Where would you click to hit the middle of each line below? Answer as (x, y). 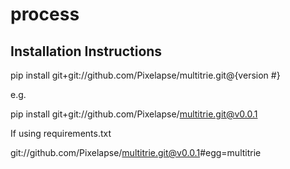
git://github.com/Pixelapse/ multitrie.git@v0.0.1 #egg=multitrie (136, 152)
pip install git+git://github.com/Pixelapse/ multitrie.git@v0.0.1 (134, 114)
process (45, 14)
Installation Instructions (86, 51)
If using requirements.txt (61, 133)
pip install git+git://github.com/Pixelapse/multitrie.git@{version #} (145, 75)
